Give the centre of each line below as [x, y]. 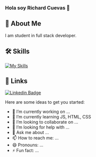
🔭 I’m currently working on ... [41, 112]
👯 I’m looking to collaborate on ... [45, 122]
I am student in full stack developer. [41, 35]
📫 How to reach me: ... [35, 138]
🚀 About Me [23, 24]
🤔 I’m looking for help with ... [41, 127]
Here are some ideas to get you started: [45, 102]
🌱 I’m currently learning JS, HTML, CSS [51, 117]
